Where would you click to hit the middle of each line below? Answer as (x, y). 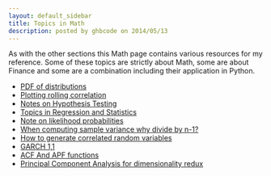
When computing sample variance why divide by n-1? (109, 129)
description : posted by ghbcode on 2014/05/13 (88, 31)
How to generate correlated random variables (96, 138)
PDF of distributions (53, 86)
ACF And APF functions (59, 155)
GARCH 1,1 (37, 147)
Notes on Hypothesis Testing (68, 104)
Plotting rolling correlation (63, 95)
